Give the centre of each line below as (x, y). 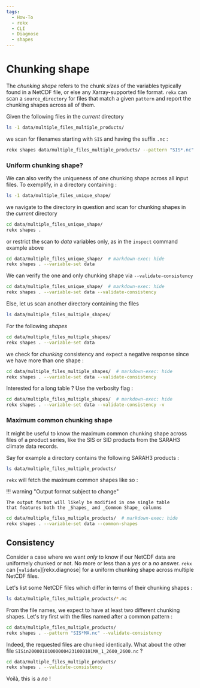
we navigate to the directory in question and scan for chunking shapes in (96, 207)
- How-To (22, 17)
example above (25, 248)
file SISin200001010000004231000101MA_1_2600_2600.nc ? (75, 651)
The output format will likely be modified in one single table (88, 503)
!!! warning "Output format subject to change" (63, 492)
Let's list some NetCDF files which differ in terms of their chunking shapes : (99, 587)
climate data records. (32, 446)
